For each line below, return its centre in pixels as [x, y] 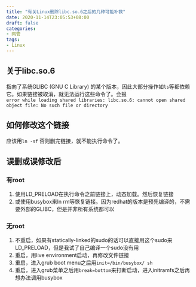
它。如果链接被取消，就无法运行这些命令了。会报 [66, 94]
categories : [21, 28]
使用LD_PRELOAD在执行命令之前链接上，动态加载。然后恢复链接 [94, 194]
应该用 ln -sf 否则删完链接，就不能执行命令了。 [65, 141]
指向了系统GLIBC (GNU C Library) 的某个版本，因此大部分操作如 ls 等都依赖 [98, 86]
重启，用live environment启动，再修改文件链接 [72, 255]
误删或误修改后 [34, 161]
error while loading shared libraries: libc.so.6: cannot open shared [96, 100]
